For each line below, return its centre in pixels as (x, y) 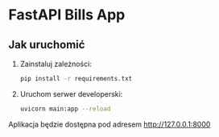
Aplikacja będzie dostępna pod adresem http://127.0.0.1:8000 (109, 124)
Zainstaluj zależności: (56, 64)
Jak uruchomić (47, 45)
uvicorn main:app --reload (65, 109)
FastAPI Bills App (67, 15)
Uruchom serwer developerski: (71, 93)
